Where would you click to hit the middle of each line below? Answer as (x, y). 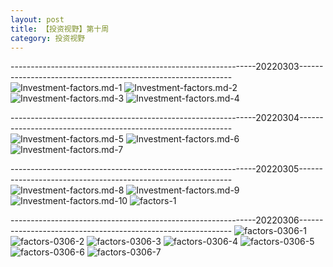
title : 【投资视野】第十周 (60, 29)
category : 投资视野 (48, 38)
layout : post (37, 19)
